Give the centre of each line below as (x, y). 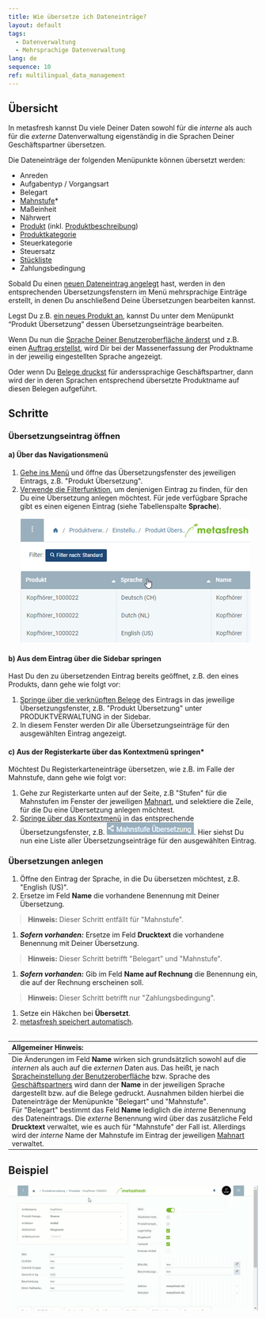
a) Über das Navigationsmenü (58, 455)
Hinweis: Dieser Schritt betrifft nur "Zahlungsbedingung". (121, 998)
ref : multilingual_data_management (67, 75)
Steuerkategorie (46, 243)
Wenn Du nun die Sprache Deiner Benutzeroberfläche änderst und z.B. (123, 339)
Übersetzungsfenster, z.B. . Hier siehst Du (131, 833)
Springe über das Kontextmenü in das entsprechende (107, 818)
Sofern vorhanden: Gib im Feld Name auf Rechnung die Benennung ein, (139, 974)
